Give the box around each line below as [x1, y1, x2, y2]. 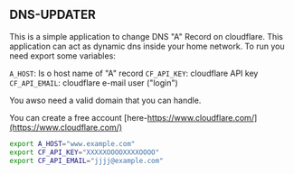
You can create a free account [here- [9, 112, 147, 123]
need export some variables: [9, 50, 116, 61]
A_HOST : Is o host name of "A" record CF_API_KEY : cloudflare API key [9, 68, 259, 78]
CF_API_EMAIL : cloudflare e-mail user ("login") [9, 77, 178, 88]
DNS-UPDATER [9, 7, 97, 23]
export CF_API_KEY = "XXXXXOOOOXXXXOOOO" [9, 148, 160, 157]
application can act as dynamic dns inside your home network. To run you [9, 41, 285, 51]
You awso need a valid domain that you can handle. [9, 95, 202, 105]
